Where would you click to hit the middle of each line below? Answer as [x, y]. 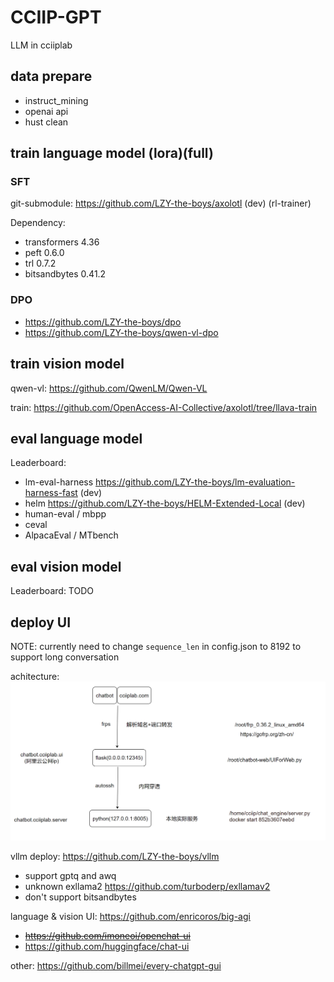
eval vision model [66, 566]
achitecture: [35, 676]
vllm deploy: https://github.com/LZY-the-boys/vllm [115, 857]
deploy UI [41, 622]
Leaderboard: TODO [52, 591]
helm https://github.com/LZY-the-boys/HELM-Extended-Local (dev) [165, 503]
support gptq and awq [70, 876]
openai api [46, 111]
